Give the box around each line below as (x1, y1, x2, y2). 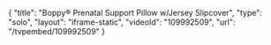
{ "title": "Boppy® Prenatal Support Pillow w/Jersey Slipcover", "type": (8, 8, 262, 18)
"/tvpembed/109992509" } (8, 26, 105, 36)
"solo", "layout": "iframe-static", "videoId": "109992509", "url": (8, 17, 236, 27)
